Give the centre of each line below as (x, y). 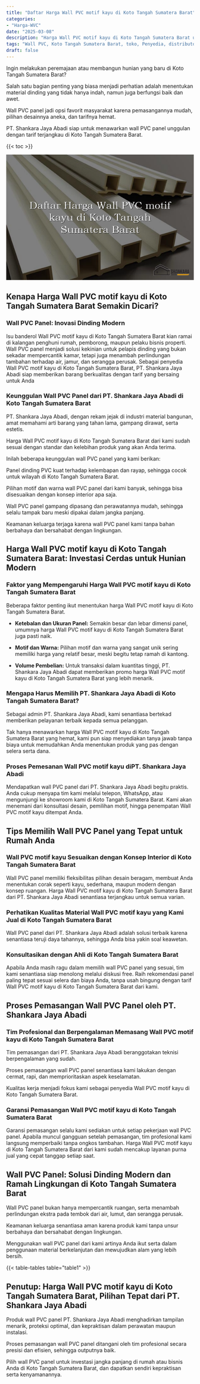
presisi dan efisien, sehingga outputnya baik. (61, 1351)
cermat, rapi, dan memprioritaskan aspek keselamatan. (74, 1077)
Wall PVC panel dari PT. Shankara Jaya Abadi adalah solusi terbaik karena (97, 933)
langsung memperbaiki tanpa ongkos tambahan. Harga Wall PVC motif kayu (99, 1143)
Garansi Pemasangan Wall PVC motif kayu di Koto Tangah (91, 1110)
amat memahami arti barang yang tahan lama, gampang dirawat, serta (92, 423)
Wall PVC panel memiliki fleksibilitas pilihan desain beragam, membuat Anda (100, 877)
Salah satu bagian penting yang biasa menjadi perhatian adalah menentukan (100, 86)
